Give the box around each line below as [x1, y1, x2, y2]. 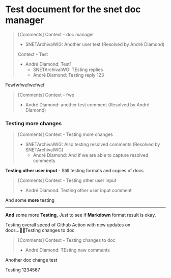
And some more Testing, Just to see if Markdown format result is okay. [5, 212, 156, 218]
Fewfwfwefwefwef [5, 82, 45, 88]
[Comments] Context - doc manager [17, 31, 94, 37]
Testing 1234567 [5, 267, 41, 273]
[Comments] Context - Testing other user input [17, 177, 117, 183]
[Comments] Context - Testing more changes [17, 131, 113, 137]
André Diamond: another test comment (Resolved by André [25, 101, 150, 108]
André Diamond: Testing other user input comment [25, 188, 132, 194]
